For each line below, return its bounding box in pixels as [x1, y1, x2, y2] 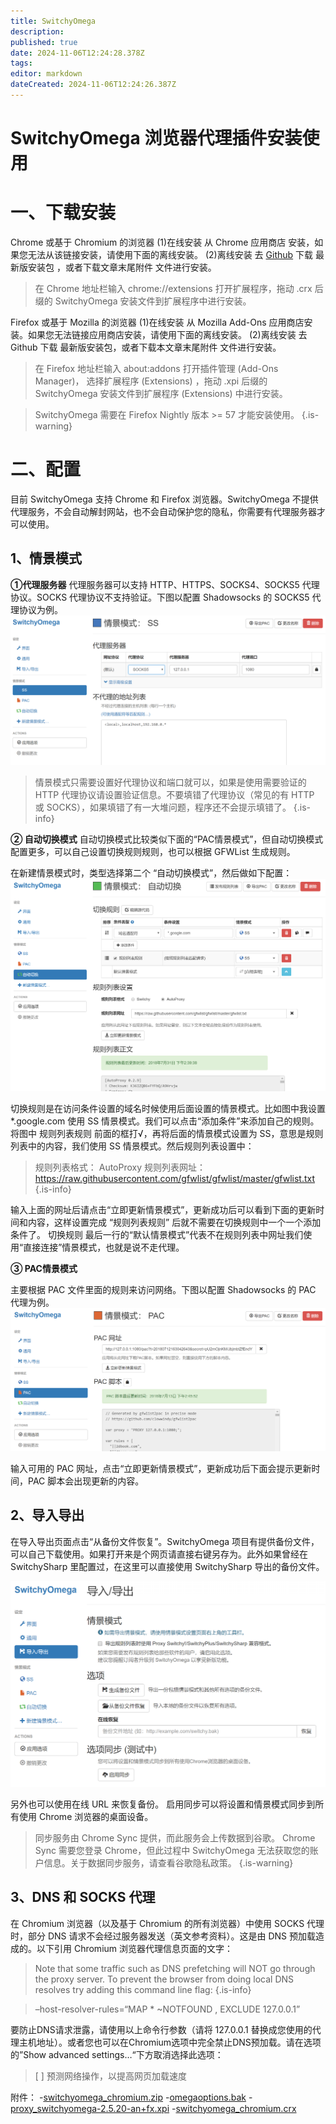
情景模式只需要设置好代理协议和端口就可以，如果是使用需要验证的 [34, 776, 307, 788]
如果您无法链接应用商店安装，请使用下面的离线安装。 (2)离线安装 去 [27, 329, 308, 340]
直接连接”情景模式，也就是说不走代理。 [23, 1241, 185, 1254]
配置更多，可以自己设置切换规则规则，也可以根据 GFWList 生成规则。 [10, 845, 296, 857]
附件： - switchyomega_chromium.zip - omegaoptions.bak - [10, 2091, 253, 2103]
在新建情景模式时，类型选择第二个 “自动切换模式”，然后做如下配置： [10, 866, 293, 879]
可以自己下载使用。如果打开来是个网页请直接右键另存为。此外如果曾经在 [10, 1548, 308, 1560]
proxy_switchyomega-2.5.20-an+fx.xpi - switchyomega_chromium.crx [10, 2102, 297, 2114]
